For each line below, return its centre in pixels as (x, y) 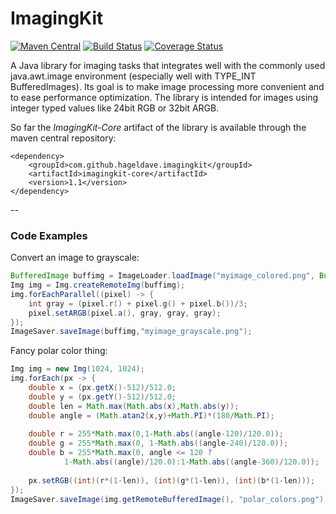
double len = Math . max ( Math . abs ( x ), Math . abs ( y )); (134, 406)
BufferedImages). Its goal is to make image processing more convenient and (167, 86)
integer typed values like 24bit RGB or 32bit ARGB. (115, 108)
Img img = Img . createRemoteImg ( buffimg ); (98, 285)
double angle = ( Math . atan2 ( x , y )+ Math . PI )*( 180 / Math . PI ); (151, 415)
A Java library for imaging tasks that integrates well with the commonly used (168, 65)
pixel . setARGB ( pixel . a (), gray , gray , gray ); (125, 313)
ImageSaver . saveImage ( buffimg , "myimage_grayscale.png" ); (131, 332)
